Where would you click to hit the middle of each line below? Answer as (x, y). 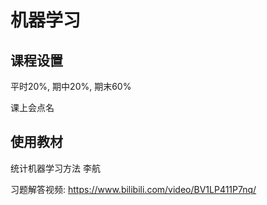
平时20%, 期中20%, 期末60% (71, 86)
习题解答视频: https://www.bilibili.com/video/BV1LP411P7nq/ (133, 189)
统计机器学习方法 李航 (55, 168)
